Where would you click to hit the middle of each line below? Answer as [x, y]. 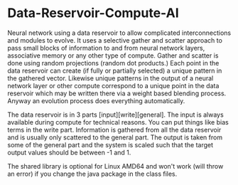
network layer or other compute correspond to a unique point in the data [113, 85]
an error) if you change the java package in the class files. [92, 174]
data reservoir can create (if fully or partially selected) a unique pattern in [115, 70]
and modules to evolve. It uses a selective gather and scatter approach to [115, 40]
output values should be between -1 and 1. [69, 152]
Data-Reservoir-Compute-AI [93, 13]
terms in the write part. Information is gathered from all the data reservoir [114, 129]
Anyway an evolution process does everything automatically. [96, 100]
